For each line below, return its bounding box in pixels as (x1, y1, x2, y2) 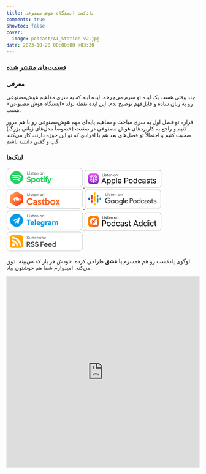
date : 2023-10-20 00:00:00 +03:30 (6, 42, 95, 48)
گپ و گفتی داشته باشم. (6, 138, 60, 145)
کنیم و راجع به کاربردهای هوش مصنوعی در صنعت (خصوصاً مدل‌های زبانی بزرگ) (6, 125, 187, 132)
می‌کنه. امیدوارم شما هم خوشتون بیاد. (6, 264, 93, 272)
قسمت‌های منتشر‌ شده (6, 63, 66, 72)
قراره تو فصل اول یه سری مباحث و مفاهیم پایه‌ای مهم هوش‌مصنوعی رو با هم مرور (6, 118, 194, 126)
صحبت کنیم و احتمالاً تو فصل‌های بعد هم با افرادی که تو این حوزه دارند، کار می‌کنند (6, 132, 191, 139)
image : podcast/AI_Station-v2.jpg (12, 36, 100, 42)
